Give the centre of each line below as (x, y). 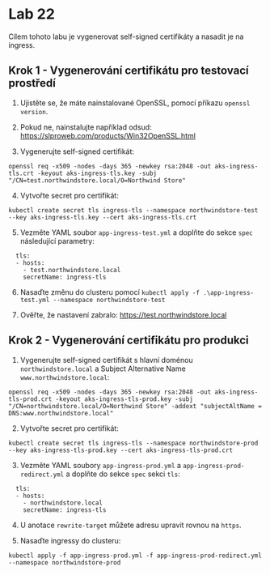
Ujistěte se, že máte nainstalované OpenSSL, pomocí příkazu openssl (135, 103)
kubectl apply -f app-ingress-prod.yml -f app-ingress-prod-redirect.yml (135, 556)
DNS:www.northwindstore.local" (61, 413)
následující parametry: (57, 241)
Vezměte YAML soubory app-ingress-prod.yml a (101, 465)
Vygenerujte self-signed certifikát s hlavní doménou (106, 360)
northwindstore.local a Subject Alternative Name (103, 368)
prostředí (32, 83)
